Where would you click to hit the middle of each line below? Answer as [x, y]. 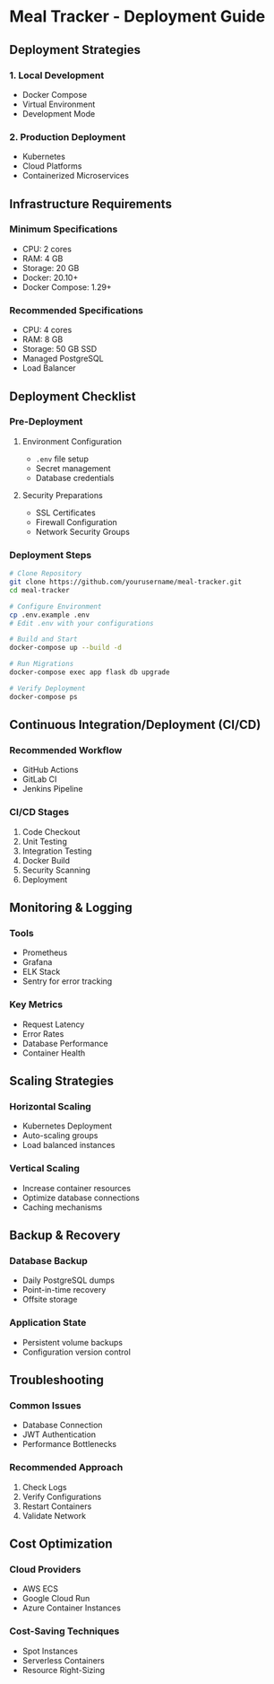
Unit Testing [44, 841]
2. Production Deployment [68, 136]
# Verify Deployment [48, 689]
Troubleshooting [57, 1380]
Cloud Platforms [52, 166]
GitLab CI [39, 779]
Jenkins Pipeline [52, 789]
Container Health [54, 1053]
